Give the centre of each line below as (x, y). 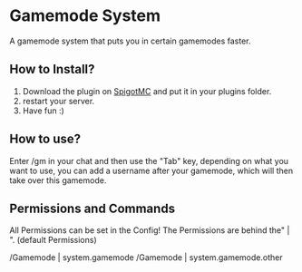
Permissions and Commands (92, 208)
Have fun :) (44, 111)
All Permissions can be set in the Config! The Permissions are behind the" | (150, 230)
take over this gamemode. (58, 180)
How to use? (45, 139)
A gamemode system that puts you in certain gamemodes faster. (130, 41)
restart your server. (58, 101)
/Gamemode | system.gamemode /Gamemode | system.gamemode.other (146, 257)
